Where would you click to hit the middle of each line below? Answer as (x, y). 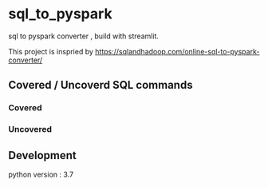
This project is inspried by (51, 51)
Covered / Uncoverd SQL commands (100, 85)
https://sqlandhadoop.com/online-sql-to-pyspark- (177, 51)
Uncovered (30, 129)
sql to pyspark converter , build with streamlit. (84, 36)
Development (43, 155)
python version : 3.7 (41, 174)
